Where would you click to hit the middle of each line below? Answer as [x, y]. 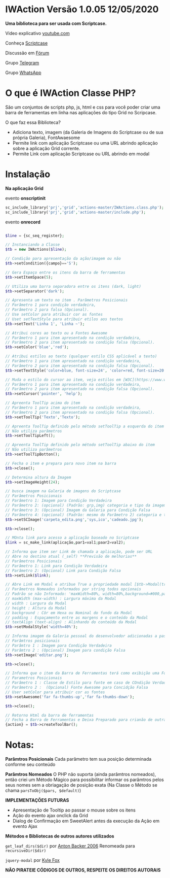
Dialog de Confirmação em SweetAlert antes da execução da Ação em [86, 821]
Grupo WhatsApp [23, 73]
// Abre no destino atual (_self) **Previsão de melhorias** [71, 557]
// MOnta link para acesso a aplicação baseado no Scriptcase [72, 538]
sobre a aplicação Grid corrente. [46, 148]
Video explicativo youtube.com [37, 33]
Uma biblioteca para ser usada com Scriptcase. [56, 23]
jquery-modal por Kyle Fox [32, 860]
